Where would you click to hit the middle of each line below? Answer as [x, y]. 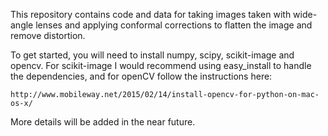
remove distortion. [48, 35]
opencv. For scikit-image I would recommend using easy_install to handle [161, 65]
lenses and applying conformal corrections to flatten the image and [174, 25]
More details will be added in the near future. [103, 122]
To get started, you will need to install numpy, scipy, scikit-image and [152, 55]
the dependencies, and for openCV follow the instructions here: [141, 76]
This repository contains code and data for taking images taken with [151, 14]
